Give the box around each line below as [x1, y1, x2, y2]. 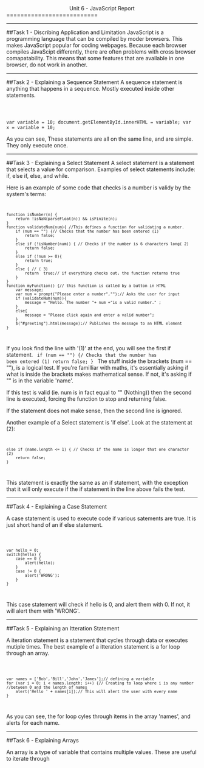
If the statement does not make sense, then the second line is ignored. [6, 407, 183, 414]
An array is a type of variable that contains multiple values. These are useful [6, 749, 197, 756]
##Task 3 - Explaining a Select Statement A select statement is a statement [6, 160, 194, 166]
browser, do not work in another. [6, 61, 88, 68]
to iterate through [6, 755, 50, 763]
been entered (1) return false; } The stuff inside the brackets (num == [6, 358, 192, 365]
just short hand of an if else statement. [6, 521, 103, 528]
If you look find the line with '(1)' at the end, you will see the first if [6, 344, 171, 351]
